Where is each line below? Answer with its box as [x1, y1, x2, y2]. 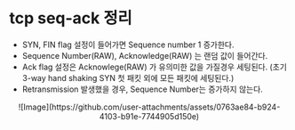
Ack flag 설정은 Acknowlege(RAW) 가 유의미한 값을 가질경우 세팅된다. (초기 [21, 61, 287, 72]
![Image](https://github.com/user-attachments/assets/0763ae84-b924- [18, 102, 281, 112]
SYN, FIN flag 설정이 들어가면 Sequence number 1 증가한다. [21, 39, 235, 50]
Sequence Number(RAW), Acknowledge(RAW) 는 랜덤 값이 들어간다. [21, 50, 268, 61]
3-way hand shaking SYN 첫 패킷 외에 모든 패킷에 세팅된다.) [21, 72, 235, 83]
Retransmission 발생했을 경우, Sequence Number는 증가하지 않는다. [21, 84, 264, 94]
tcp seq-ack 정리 [9, 8, 132, 28]
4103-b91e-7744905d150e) [99, 110, 200, 121]
